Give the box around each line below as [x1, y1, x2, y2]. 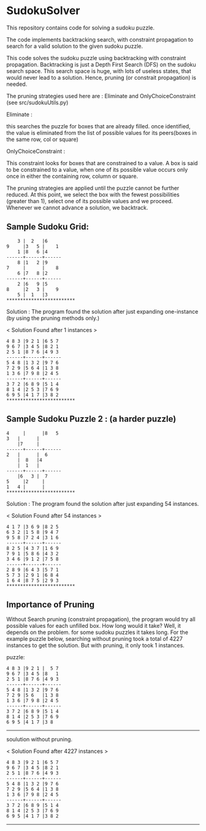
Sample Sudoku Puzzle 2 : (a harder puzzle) [6, 414, 177, 424]
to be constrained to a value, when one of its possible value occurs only [6, 166, 188, 173]
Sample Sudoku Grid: [6, 222, 90, 232]
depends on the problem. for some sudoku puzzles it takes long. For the [6, 628, 189, 636]
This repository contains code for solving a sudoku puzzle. [6, 24, 155, 31]
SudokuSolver [6, 4, 81, 18]
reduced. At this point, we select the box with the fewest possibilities [6, 191, 180, 198]
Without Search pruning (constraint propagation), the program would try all [6, 616, 196, 623]
